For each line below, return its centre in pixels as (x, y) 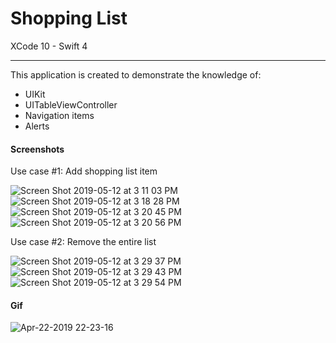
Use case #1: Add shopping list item (84, 171)
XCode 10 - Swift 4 (49, 46)
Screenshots (37, 149)
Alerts (37, 126)
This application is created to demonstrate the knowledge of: (136, 74)
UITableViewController (71, 104)
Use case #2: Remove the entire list (83, 242)
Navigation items (59, 115)
